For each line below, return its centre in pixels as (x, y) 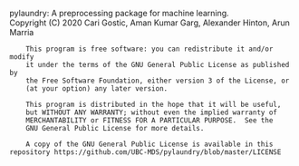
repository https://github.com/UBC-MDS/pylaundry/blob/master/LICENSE (145, 152)
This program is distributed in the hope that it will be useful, (154, 104)
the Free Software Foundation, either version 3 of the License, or (158, 81)
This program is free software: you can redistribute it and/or (149, 49)
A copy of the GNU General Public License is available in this (149, 144)
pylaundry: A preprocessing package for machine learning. (119, 13)
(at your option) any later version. (97, 89)
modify (22, 57)
